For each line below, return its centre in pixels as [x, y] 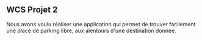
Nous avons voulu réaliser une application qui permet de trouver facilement [101, 24]
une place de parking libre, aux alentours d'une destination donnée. [91, 30]
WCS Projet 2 [32, 10]
